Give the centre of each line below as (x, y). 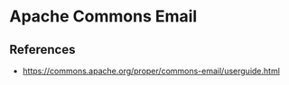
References (42, 50)
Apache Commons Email (103, 17)
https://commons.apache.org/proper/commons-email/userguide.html (151, 71)
